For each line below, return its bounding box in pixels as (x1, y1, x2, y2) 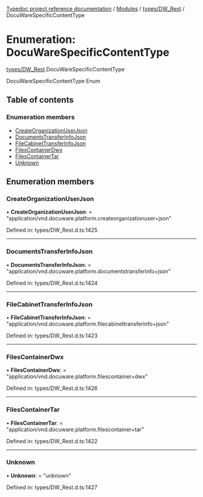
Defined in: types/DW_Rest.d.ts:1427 (6, 484, 98, 491)
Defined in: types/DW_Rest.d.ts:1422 (6, 437, 98, 444)
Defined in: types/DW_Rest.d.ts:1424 (6, 279, 98, 286)
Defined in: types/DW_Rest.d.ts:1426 (6, 384, 98, 392)
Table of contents (6, 95, 74, 105)
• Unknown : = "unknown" (6, 472, 71, 479)
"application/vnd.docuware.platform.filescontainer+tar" (6, 426, 144, 433)
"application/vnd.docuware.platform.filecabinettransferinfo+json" (6, 320, 169, 327)
